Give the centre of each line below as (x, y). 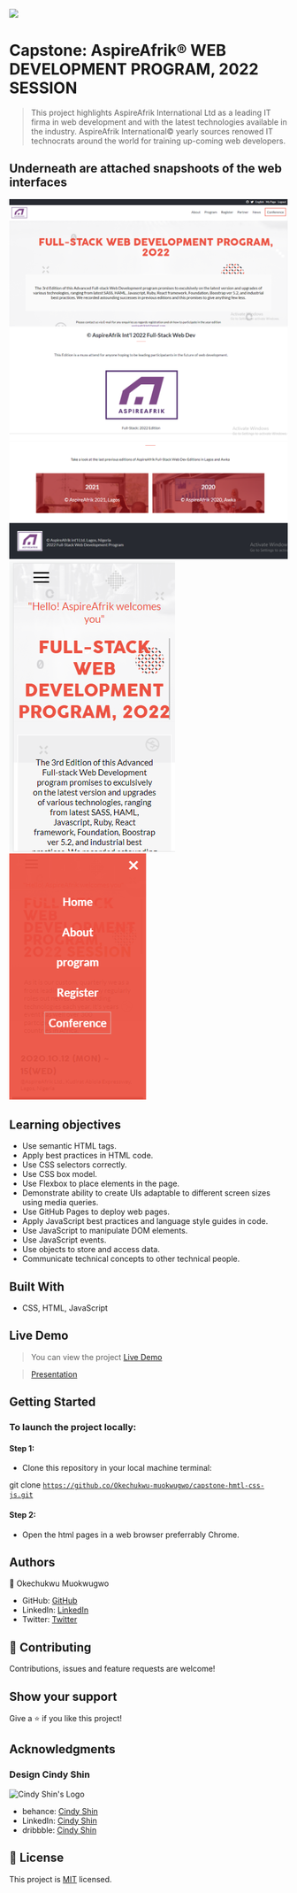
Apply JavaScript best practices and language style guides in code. (145, 1221)
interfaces (38, 183)
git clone (25, 1485)
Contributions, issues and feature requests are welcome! (112, 1669)
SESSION (43, 88)
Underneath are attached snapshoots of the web (146, 169)
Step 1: (22, 1448)
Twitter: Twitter (49, 1620)
